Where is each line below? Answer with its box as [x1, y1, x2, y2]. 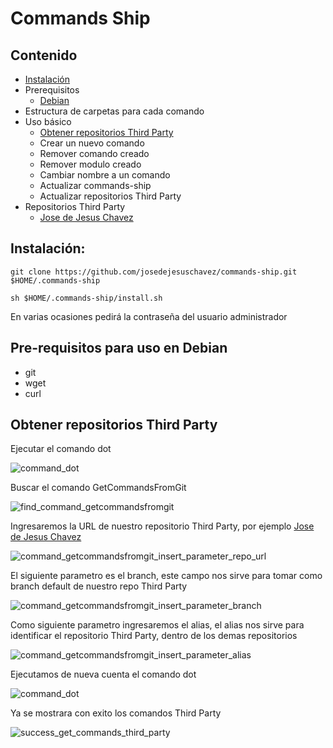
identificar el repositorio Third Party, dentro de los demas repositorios [10, 630, 298, 642]
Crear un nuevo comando [39, 137, 145, 149]
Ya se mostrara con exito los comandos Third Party [10, 707, 222, 719]
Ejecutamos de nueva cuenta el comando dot [10, 668, 197, 681]
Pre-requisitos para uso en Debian [10, 340, 228, 357]
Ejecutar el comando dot [10, 443, 112, 455]
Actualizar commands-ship [39, 180, 152, 191]
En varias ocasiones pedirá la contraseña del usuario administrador [10, 310, 288, 322]
